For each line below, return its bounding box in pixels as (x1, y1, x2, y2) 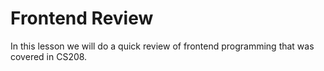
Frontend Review (10, 7, 154, 30)
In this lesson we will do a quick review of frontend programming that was (10, 40, 315, 52)
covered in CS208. (10, 50, 88, 62)
